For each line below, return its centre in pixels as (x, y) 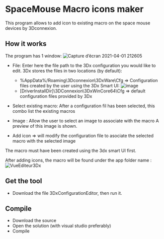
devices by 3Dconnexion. (31, 28)
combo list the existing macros (44, 111)
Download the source (34, 221)
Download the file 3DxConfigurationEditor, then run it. (67, 193)
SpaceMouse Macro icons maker (75, 9)
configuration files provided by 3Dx (56, 96)
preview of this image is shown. (45, 126)
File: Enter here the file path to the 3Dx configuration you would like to (84, 65)
